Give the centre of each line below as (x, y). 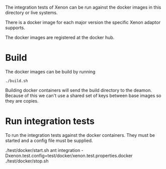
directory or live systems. (31, 13)
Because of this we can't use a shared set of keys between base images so (83, 96)
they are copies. (22, 101)
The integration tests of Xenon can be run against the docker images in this (83, 7)
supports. (15, 28)
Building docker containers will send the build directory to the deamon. (78, 90)
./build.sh (17, 81)
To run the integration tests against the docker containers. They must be (80, 135)
